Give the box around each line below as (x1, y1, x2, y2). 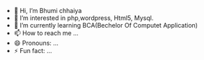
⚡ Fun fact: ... (13, 47, 52, 54)
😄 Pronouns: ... (13, 39, 59, 47)
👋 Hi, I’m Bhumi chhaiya (13, 7, 82, 14)
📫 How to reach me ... (13, 29, 79, 37)
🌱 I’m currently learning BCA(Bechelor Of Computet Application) (13, 21, 198, 29)
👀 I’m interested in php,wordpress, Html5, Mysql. (13, 14, 154, 22)
